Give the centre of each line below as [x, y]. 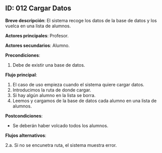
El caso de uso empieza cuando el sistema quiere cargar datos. [78, 84]
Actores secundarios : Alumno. [37, 45]
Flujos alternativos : [26, 135]
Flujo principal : [21, 75]
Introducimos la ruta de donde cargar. [52, 90]
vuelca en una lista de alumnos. [38, 26]
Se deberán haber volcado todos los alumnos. [60, 125]
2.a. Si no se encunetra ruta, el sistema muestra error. [61, 145]
